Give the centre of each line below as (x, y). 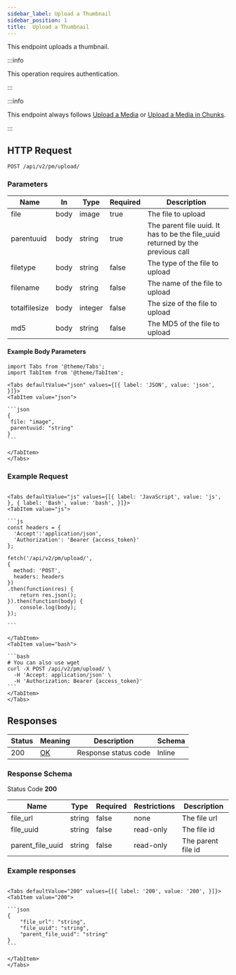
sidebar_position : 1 (38, 20)
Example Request (38, 476)
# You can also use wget (44, 663)
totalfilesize (30, 308)
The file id (198, 830)
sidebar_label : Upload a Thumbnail (59, 14)
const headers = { (34, 527)
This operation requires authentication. (63, 74)
